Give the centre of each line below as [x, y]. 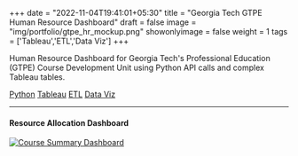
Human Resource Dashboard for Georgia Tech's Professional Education [140, 58]
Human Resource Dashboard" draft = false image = [103, 22]
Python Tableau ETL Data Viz [63, 94]
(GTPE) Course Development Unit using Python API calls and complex [137, 67]
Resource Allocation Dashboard [69, 122]
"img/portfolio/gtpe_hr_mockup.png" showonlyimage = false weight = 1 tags [149, 31]
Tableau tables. [37, 77]
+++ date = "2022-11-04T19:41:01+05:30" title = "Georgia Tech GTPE [136, 13]
